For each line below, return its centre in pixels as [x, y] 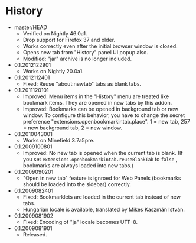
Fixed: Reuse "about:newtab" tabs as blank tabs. [82, 83]
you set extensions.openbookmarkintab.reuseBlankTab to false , [100, 159]
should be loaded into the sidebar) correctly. [77, 184]
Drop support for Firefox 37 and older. [69, 40]
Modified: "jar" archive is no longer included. [77, 59]
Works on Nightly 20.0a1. [53, 71]
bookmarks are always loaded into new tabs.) [78, 165]
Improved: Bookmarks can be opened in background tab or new [100, 109]
